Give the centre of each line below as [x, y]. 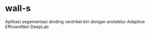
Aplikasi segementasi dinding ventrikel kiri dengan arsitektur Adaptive [75, 22]
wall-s [18, 8]
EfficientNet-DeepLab [27, 26]
